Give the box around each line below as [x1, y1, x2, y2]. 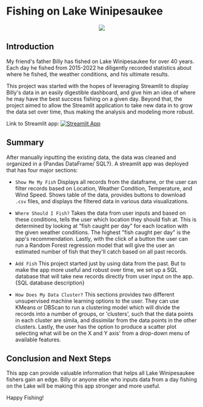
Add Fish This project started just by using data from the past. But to [15, 260, 186, 267]
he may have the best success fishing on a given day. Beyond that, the [6, 95, 183, 103]
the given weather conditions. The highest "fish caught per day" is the [15, 229, 191, 236]
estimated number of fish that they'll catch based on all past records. [15, 247, 188, 255]
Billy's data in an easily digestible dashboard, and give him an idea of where [6, 89, 196, 96]
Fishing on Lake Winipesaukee [6, 4, 164, 18]
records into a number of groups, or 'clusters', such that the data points [15, 310, 194, 317]
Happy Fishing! [6, 394, 44, 402]
